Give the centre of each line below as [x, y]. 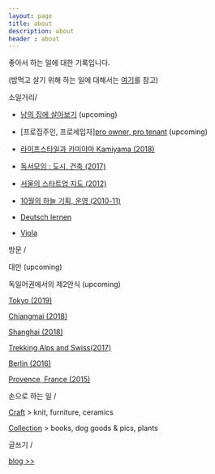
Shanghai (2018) [36, 332]
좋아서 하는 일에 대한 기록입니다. [60, 63]
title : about [30, 24]
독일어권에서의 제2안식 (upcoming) [65, 285]
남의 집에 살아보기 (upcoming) [69, 115]
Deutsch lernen [46, 217]
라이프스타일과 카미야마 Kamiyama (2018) [87, 149]
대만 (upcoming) [35, 267]
